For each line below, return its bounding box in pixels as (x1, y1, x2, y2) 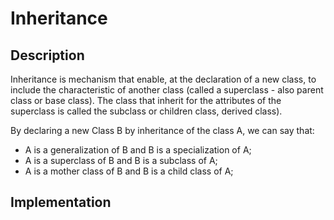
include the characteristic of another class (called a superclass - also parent (10, 84, 324, 96)
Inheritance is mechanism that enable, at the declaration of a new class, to (10, 73, 317, 85)
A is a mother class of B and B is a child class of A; (24, 165, 234, 177)
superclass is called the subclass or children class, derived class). (10, 105, 283, 117)
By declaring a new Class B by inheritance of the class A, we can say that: (10, 125, 315, 136)
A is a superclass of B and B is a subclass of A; (24, 155, 218, 166)
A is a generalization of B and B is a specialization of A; (24, 144, 252, 156)
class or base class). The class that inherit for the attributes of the (10, 95, 282, 106)
